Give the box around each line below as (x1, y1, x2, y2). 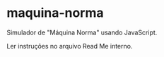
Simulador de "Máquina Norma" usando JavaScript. (6, 28, 158, 37)
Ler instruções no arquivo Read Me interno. (6, 42, 133, 50)
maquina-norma (6, 5, 104, 21)
